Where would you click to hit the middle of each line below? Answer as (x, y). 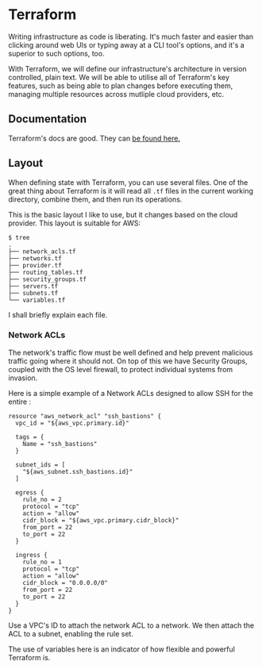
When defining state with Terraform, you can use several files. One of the (128, 182)
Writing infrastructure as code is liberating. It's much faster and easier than (131, 37)
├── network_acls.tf (42, 252)
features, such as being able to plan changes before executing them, (121, 86)
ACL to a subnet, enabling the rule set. (71, 633)
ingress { (31, 555)
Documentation (48, 119)
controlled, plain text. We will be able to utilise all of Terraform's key (119, 77)
